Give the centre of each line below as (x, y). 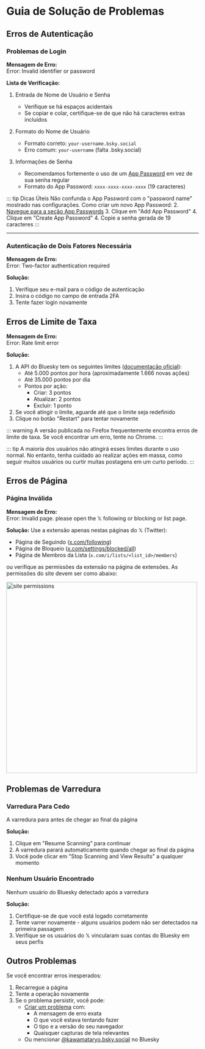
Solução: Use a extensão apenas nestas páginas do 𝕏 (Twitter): (87, 530)
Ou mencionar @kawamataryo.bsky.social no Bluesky (92, 1040)
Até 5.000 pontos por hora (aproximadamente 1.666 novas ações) (107, 373)
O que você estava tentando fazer (76, 1020)
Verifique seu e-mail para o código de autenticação (80, 289)
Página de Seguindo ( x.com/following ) (63, 542)
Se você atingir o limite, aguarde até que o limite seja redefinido (95, 412)
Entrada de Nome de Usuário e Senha (63, 95)
